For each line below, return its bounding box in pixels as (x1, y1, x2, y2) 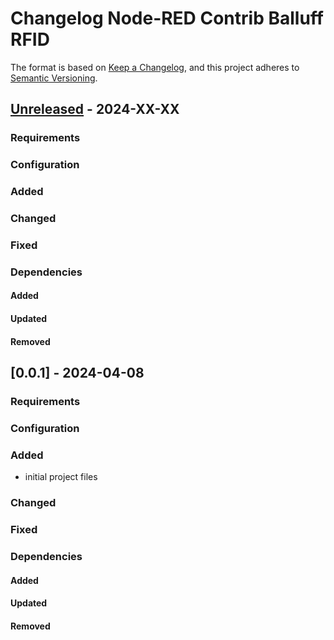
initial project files (24, 471, 98, 483)
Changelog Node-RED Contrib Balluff (10, 7, 324, 30)
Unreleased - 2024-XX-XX (10, 101, 180, 118)
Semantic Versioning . (10, 72, 98, 84)
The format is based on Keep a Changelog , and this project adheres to (10, 61, 300, 73)
